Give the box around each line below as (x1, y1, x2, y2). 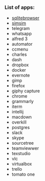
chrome (11, 93, 27, 99)
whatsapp (11, 31, 32, 37)
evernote (11, 73, 30, 78)
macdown (11, 114, 32, 120)
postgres (11, 125, 30, 130)
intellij (11, 109, 24, 115)
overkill (11, 119, 27, 125)
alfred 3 (11, 36, 28, 42)
